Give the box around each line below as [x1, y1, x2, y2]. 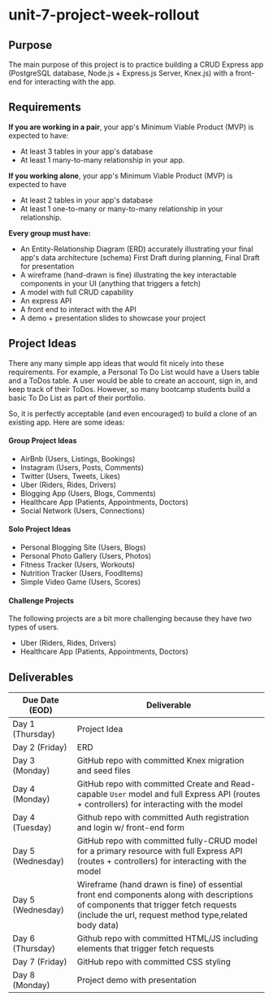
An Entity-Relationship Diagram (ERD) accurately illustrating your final [19, 244, 253, 254]
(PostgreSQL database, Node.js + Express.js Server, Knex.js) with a [8, 68, 234, 78]
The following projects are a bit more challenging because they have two [8, 614, 252, 624]
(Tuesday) [12, 822, 52, 833]
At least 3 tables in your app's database [19, 146, 154, 156]
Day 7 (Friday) [12, 956, 67, 968]
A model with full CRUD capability [19, 287, 134, 297]
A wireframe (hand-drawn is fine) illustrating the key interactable [19, 270, 237, 280]
